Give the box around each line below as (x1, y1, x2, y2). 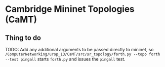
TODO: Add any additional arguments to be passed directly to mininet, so (5, 47, 154, 52)
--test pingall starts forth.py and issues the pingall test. (5, 56, 125, 62)
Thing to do (5, 33, 41, 42)
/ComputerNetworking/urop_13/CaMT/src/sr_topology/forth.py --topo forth (5, 52, 161, 57)
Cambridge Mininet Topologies (5, 3, 135, 15)
